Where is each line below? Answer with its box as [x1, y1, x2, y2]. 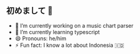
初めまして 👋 [6, 5, 53, 16]
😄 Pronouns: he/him [14, 35, 66, 42]
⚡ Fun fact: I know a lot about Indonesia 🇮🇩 [14, 41, 125, 49]
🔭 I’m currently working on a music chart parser [14, 22, 134, 29]
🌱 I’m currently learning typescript [14, 28, 100, 35]
